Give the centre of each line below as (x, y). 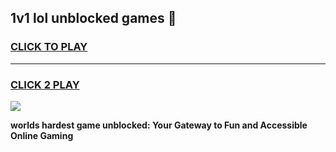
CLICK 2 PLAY (45, 84)
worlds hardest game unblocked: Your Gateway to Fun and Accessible (159, 125)
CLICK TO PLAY (49, 47)
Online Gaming (42, 135)
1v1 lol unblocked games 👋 (93, 18)
